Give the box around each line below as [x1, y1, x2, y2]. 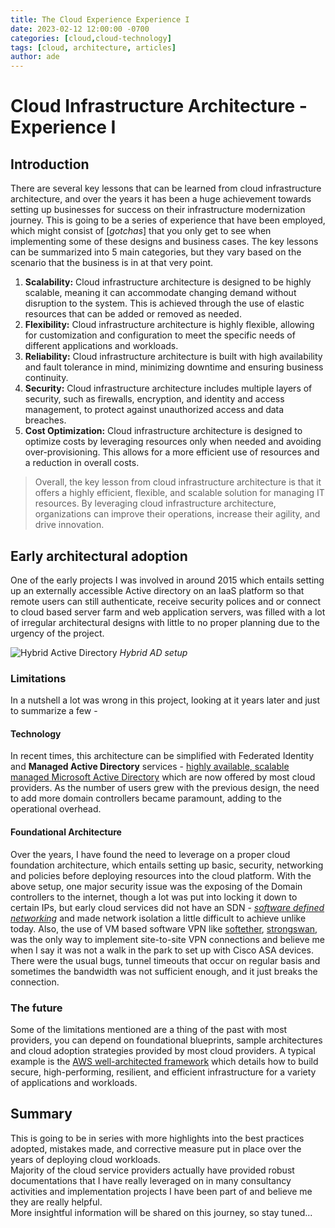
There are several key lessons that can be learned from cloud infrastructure [10, 182, 322, 195]
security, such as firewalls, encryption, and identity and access [24, 393, 285, 405]
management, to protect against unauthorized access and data [24, 404, 285, 416]
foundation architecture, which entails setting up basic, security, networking [10, 859, 324, 871]
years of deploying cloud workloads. [10, 1153, 161, 1165]
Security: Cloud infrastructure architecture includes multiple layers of [24, 382, 313, 395]
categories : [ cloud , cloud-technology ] [10, 33, 172, 43]
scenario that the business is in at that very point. [10, 257, 214, 269]
